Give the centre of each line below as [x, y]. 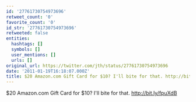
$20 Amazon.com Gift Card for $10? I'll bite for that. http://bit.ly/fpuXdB [92, 93]
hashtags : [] [27, 44]
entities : [18, 38]
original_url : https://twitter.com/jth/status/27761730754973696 [87, 66]
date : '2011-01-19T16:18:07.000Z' [48, 71]
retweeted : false [27, 33]
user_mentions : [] [34, 55]
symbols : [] [26, 50]
